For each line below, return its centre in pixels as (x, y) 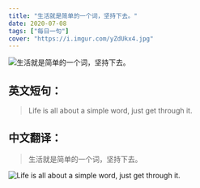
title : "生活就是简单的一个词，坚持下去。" (73, 16)
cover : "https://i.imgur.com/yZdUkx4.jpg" (81, 38)
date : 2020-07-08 (38, 23)
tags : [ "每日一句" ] (39, 31)
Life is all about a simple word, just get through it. (110, 111)
